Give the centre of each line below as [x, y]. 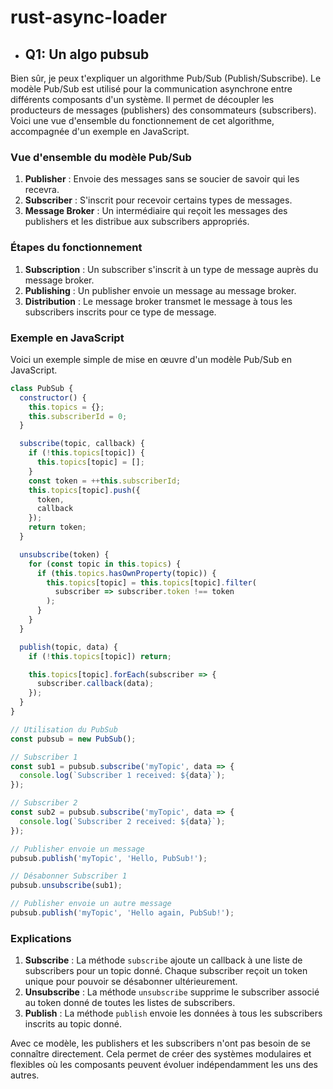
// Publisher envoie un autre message [91, 904]
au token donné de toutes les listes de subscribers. [130, 1003]
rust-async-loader [89, 17]
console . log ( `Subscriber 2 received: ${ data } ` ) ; [122, 821]
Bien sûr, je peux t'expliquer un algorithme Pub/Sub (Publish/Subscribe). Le [166, 78]
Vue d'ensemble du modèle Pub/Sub [101, 157]
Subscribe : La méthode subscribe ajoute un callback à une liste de [163, 960]
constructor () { [53, 397]
